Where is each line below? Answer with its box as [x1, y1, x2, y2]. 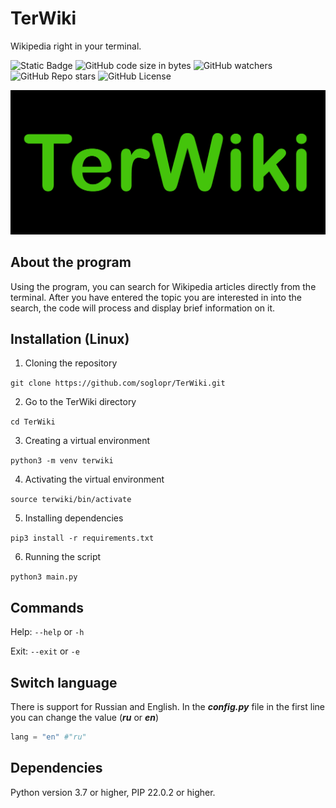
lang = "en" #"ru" [10, 732, 87, 742]
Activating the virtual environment [24, 473, 165, 486]
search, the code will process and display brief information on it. [10, 302, 276, 314]
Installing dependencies [24, 512, 124, 524]
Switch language [10, 674, 118, 691]
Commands [10, 599, 85, 616]
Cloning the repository [24, 357, 118, 369]
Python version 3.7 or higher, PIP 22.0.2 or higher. [10, 786, 216, 798]
